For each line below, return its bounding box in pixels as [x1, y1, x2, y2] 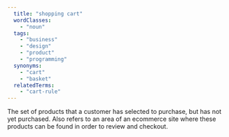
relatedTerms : [13, 82, 55, 89]
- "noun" [20, 23, 46, 30]
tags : [13, 29, 30, 37]
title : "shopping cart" [13, 10, 83, 17]
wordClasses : [13, 17, 52, 24]
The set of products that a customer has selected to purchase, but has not [7, 108, 222, 116]
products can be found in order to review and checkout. [7, 122, 168, 131]
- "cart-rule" [20, 88, 61, 95]
